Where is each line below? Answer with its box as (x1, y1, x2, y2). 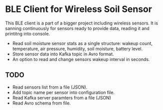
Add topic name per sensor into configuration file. (12, 89, 115, 95)
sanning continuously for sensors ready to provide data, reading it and (5, 25, 150, 31)
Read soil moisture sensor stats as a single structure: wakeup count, (12, 40, 153, 46)
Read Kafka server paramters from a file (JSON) (12, 94, 111, 100)
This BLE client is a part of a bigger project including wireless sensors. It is (5, 20, 159, 26)
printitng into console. (5, 30, 50, 36)
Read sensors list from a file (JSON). (12, 84, 88, 90)
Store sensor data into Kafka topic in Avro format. (12, 51, 114, 57)
